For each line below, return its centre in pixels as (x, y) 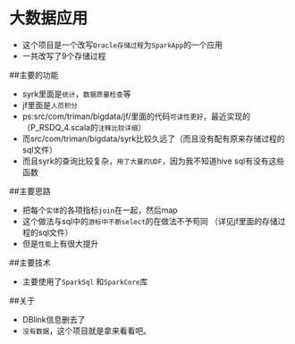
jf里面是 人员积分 (50, 105)
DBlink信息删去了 (54, 319)
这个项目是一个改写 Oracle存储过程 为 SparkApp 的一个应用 (122, 45)
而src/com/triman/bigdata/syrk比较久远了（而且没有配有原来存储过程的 (153, 138)
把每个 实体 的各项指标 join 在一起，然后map (100, 210)
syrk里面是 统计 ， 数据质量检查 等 (76, 94)
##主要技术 (30, 262)
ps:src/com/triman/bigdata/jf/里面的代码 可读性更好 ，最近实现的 (136, 116)
